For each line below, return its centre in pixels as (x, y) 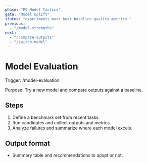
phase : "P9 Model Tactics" (33, 10)
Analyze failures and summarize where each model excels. (72, 128)
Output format (28, 143)
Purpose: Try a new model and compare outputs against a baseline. (74, 90)
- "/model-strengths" (32, 28)
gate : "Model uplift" (27, 14)
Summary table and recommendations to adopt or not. (68, 155)
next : (11, 33)
